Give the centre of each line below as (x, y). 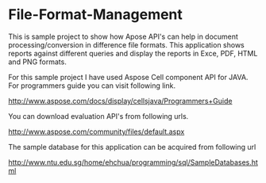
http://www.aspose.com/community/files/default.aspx (96, 132)
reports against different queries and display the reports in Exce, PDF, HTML (133, 53)
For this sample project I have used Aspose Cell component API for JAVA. (128, 77)
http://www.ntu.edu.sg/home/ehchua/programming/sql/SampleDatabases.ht (133, 162)
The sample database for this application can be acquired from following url (132, 147)
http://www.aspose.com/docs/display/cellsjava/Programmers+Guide (120, 101)
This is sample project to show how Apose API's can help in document (123, 36)
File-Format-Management (95, 15)
